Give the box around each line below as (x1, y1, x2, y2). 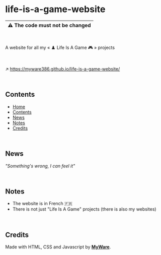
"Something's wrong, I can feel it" (5, 163, 75, 169)
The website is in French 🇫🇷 (12, 201, 73, 207)
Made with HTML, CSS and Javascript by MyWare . (5, 244, 111, 250)
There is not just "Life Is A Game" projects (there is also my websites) (12, 206, 157, 212)
